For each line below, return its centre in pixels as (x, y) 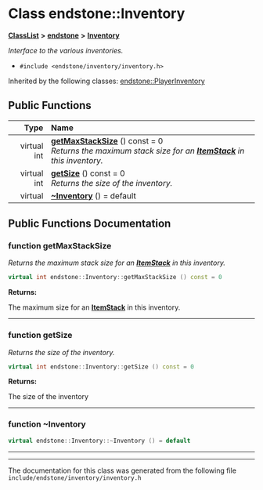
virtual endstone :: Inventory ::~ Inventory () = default (99, 441)
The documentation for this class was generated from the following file (122, 470)
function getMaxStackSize (60, 246)
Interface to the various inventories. (66, 50)
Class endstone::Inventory (97, 14)
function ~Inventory (47, 424)
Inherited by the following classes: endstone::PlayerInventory (106, 81)
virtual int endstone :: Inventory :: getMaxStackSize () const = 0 (115, 278)
